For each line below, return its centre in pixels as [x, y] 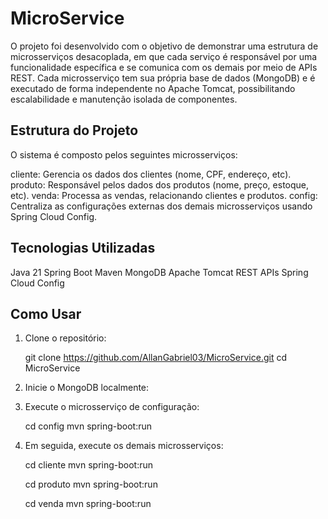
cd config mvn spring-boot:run [88, 426]
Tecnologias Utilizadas [83, 248]
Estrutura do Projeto [74, 130]
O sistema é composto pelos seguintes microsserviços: [124, 154]
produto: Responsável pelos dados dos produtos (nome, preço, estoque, [160, 184]
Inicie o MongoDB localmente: [87, 388]
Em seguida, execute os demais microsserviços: [124, 446]
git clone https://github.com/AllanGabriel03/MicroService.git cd [156, 358]
